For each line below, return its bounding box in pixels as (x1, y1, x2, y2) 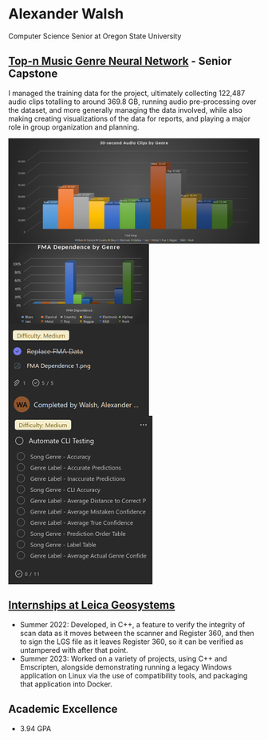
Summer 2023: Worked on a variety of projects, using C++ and (19, 654, 227, 663)
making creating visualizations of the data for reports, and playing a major (8, 114, 251, 123)
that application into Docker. (19, 679, 113, 689)
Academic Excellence (8, 702, 118, 716)
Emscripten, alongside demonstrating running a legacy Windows (19, 662, 233, 672)
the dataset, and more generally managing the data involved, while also (8, 105, 243, 114)
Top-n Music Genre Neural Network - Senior (8, 54, 232, 68)
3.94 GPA (19, 723, 52, 733)
